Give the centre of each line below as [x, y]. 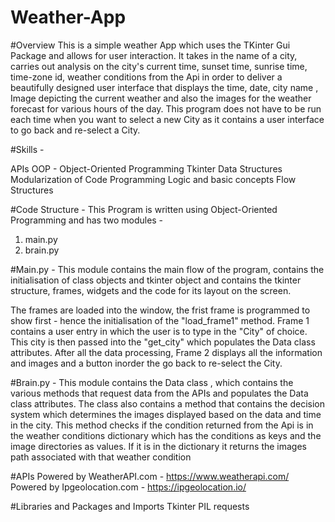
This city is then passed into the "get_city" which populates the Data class [163, 342]
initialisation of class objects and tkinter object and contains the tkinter [156, 280]
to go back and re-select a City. [75, 130]
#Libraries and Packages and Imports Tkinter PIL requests [130, 506]
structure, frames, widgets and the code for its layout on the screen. [151, 290]
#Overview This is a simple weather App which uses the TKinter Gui [150, 45]
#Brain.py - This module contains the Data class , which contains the [152, 382]
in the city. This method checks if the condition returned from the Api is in [162, 425]
